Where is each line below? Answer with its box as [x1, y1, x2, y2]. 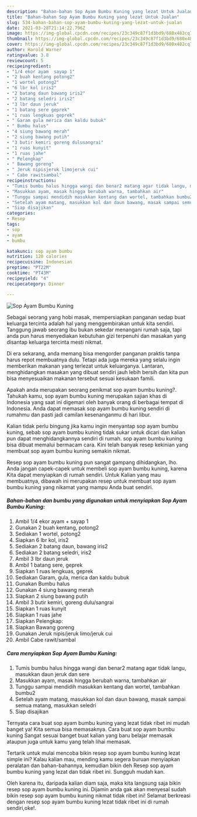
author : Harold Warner [6, 47, 62, 53]
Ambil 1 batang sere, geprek [15, 561, 83, 569]
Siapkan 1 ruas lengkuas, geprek [15, 568, 94, 575]
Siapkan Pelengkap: [15, 618, 63, 625]
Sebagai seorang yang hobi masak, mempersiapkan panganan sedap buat [6, 313, 186, 320]
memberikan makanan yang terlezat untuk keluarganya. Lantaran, [6, 362, 165, 369]
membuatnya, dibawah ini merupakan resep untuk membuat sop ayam [6, 477, 177, 484]
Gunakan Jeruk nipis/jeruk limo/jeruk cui [15, 630, 113, 637]
